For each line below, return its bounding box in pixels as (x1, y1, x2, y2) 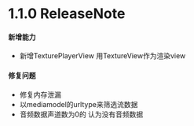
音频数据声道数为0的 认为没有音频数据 (19, 109, 144, 119)
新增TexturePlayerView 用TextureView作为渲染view (19, 51, 186, 61)
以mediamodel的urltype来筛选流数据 (19, 99, 138, 109)
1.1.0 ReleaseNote (8, 5, 126, 23)
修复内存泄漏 (19, 90, 61, 99)
